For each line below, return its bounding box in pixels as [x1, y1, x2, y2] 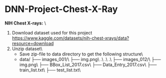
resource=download [11, 40, 54, 46]
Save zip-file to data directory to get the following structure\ [19, 51, 143, 57]
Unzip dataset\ [11, 45, 43, 51]
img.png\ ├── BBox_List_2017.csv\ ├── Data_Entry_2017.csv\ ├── [19, 61, 157, 67]
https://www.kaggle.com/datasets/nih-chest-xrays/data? [11, 35, 129, 41]
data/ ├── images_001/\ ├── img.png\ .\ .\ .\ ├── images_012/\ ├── [19, 56, 161, 62]
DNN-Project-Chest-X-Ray [4, 3, 118, 15]
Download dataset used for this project [11, 29, 92, 35]
